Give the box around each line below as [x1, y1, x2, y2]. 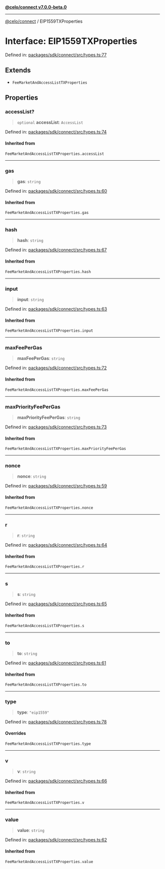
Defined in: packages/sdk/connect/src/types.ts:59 [5, 483, 107, 489]
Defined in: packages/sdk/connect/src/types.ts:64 [5, 542, 108, 548]
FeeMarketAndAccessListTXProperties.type [5, 741, 91, 746]
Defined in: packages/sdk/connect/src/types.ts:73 [5, 424, 107, 430]
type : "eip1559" [17, 709, 50, 715]
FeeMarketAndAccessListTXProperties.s [5, 623, 84, 628]
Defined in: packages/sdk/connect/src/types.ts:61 [5, 660, 107, 666]
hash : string [17, 238, 44, 243]
